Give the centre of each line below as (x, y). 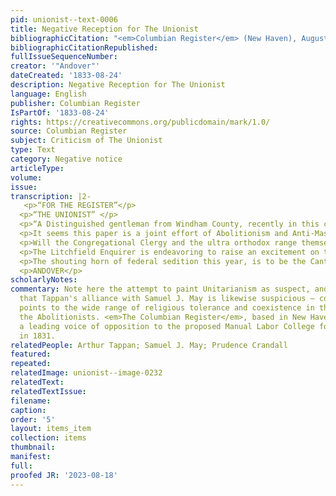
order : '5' (33, 419)
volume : (26, 177)
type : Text (33, 150)
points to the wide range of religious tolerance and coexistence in (167, 308)
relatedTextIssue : (48, 391)
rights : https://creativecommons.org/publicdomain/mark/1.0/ (140, 122)
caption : (28, 410)
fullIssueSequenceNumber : (64, 57)
